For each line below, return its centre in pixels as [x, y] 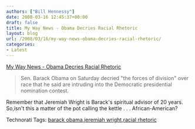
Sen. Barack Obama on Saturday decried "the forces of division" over [105, 78]
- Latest [17, 50]
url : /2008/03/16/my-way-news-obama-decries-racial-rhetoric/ [84, 39]
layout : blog [22, 34]
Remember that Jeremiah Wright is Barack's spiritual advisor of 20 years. [95, 102]
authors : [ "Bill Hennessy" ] [41, 11]
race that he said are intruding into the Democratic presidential [96, 84]
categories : [21, 45]
